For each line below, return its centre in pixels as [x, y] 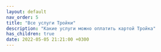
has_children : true [30, 34]
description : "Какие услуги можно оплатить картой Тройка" [81, 28]
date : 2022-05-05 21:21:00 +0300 [48, 39]
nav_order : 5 [22, 17]
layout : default [26, 12]
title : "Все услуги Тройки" [41, 23]
